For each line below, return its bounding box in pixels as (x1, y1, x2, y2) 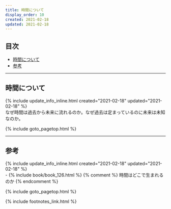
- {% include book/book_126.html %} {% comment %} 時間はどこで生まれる (5, 172, 164, 178)
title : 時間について (5, 7, 44, 13)
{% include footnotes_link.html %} (5, 198, 77, 204)
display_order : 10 (5, 12, 44, 17)
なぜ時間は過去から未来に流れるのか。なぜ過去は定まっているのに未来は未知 (5, 109, 165, 115)
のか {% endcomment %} (5, 178, 59, 184)
